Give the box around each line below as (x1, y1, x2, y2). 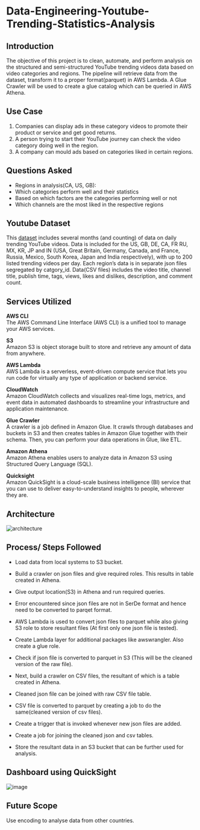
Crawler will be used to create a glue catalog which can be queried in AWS (6, 83, 192, 90)
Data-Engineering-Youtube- (6, 4, 149, 18)
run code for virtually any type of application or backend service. (6, 374, 167, 382)
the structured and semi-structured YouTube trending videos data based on (6, 63, 194, 71)
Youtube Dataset (6, 218, 70, 228)
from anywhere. (6, 350, 46, 357)
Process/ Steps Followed (6, 542, 101, 553)
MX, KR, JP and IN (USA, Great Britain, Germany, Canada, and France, (6, 247, 180, 254)
